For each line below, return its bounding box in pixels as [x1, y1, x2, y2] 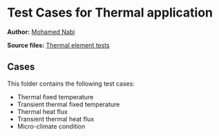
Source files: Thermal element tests [7, 41, 110, 49]
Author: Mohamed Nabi [7, 28, 75, 36]
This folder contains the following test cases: [7, 79, 135, 88]
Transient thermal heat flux [17, 115, 95, 123]
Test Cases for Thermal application [7, 5, 213, 21]
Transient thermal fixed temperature [17, 100, 120, 108]
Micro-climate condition [17, 122, 86, 130]
